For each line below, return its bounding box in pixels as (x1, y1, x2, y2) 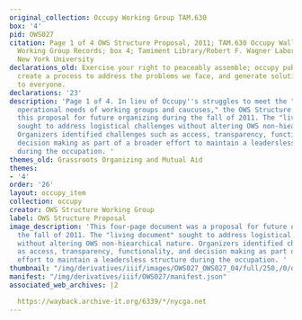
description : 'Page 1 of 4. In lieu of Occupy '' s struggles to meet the (9, 96, 288, 106)
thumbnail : (9, 264, 50, 273)
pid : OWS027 (9, 30, 54, 39)
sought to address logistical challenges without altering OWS (17, 122, 259, 131)
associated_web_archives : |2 (9, 280, 119, 289)
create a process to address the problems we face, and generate (17, 72, 268, 81)
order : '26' (9, 181, 54, 190)
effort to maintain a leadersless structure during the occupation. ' (17, 255, 288, 265)
